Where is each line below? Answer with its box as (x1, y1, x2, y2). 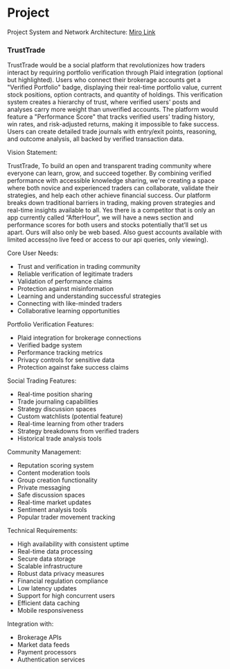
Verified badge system (17, 341, 82, 349)
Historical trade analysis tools (17, 434, 102, 443)
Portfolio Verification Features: (7, 320, 94, 329)
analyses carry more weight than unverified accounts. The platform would (7, 106, 218, 114)
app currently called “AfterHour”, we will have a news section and (7, 213, 194, 222)
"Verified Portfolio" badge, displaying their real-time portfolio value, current (7, 83, 222, 92)
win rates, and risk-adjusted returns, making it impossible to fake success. (7, 120, 220, 129)
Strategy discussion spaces (17, 405, 97, 413)
